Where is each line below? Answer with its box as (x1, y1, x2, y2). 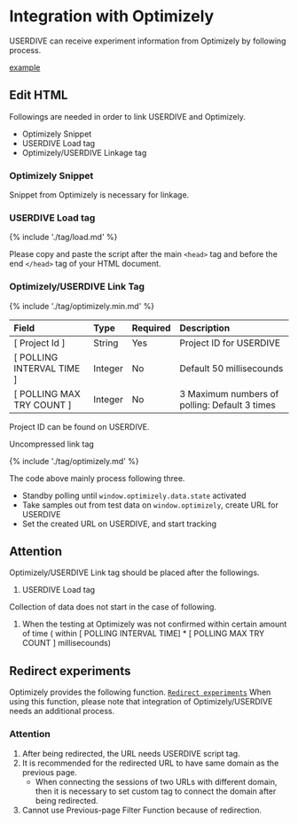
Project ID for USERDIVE (179, 337, 281, 349)
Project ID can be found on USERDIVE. (9, 421, 150, 431)
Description (179, 322, 231, 334)
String (92, 337, 119, 349)
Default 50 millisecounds (179, 361, 284, 374)
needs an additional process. (9, 706, 115, 717)
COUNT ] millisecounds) (21, 638, 112, 649)
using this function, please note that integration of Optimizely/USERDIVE (9, 696, 273, 707)
